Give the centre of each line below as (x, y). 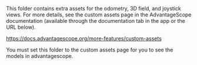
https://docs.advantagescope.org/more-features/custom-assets (84, 38)
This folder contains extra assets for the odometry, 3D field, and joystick (94, 8)
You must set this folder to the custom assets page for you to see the (90, 50)
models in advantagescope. (40, 56)
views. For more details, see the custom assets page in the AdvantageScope (99, 15)
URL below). (21, 27)
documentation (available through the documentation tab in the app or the (96, 21)
